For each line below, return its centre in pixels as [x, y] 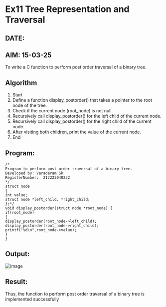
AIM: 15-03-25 [28, 55]
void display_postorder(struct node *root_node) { [59, 208]
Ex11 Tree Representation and [67, 9]
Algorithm [21, 83]
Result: [16, 282]
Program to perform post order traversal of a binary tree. [69, 169]
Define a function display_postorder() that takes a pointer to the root [82, 100]
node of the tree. [30, 105]
